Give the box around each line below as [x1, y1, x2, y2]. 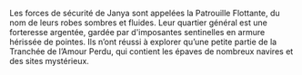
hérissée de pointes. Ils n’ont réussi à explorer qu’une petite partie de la [9, 36, 277, 47]
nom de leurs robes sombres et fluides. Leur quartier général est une [9, 17, 268, 28]
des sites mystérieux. [9, 56, 89, 66]
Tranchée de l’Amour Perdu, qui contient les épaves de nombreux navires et [9, 46, 294, 57]
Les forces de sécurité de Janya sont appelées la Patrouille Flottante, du [9, 8, 280, 18]
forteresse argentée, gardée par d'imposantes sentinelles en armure [9, 27, 266, 37]
